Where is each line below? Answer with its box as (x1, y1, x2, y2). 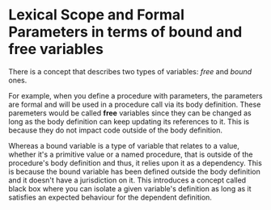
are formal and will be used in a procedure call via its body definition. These (8, 99, 261, 109)
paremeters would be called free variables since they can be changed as (8, 107, 252, 118)
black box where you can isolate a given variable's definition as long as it (8, 183, 252, 193)
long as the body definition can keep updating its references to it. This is (8, 116, 249, 126)
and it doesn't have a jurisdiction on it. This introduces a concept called (8, 175, 247, 185)
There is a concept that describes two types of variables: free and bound (8, 66, 252, 76)
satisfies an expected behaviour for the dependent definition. (8, 192, 213, 202)
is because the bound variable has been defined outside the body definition (8, 166, 260, 176)
